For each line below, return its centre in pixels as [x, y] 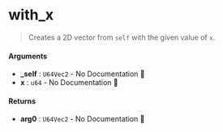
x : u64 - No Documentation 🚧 [69, 83]
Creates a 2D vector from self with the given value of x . [122, 37]
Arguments [28, 56]
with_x [31, 15]
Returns [22, 101]
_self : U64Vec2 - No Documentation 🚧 [82, 74]
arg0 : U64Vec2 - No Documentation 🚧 [82, 119]
